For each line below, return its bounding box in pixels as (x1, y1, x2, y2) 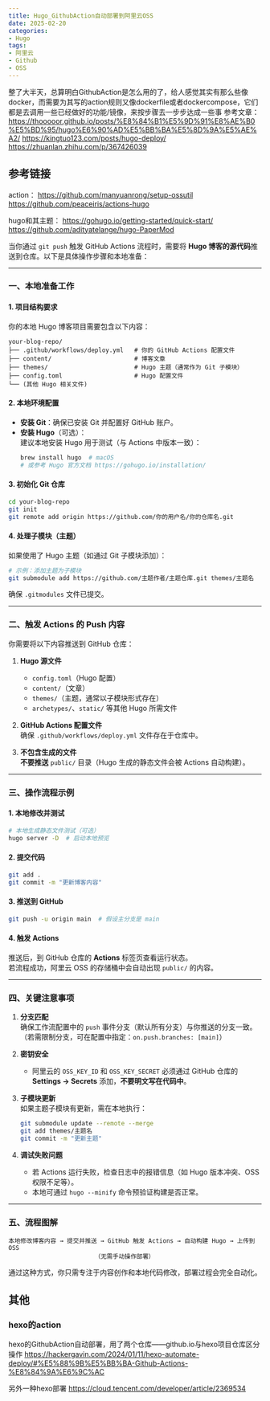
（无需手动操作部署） (94, 1252, 155, 1261)
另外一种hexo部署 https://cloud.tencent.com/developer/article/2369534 (8, 1383, 247, 1393)
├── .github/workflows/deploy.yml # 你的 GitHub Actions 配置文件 (8, 346, 235, 354)
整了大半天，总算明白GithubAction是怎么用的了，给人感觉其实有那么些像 (8, 87, 249, 96)
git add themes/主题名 (19, 1127, 92, 1135)
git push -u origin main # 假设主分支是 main (8, 915, 160, 923)
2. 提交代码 (8, 852, 46, 862)
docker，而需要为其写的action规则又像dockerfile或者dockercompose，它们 (8, 97, 259, 107)
